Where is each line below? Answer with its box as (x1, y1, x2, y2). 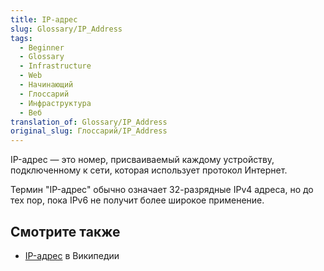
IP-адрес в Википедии (24, 249, 120, 261)
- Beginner (19, 42, 65, 53)
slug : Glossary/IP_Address (10, 24, 123, 34)
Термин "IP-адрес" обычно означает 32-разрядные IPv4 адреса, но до (10, 184, 314, 196)
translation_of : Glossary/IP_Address (10, 117, 168, 127)
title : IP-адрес (10, 14, 78, 25)
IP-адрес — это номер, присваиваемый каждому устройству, (10, 154, 275, 166)
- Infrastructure (19, 61, 92, 71)
